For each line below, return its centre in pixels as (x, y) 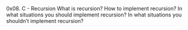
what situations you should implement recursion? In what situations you (94, 15)
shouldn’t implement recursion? (45, 21)
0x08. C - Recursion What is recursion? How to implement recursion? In (94, 9)
